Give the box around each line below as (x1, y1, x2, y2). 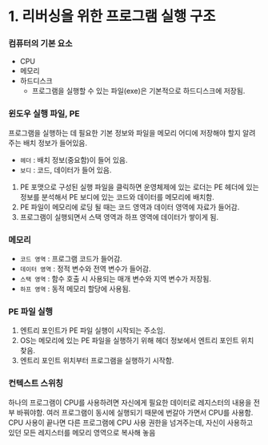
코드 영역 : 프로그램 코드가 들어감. (19, 254, 122, 264)
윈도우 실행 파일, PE (8, 108, 80, 119)
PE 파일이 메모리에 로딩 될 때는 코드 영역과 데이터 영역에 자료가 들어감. (19, 202, 240, 212)
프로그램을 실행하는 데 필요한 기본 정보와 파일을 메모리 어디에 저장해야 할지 (8, 127, 242, 137)
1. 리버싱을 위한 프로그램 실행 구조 (8, 7, 216, 26)
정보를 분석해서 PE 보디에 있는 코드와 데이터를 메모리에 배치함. (19, 192, 214, 201)
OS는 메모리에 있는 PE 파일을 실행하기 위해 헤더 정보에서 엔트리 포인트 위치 (19, 336, 254, 346)
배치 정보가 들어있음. (22, 138, 88, 148)
